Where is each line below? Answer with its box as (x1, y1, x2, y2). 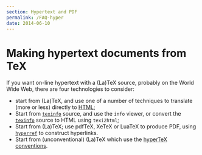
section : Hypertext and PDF (6, 8, 78, 15)
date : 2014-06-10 (6, 20, 50, 26)
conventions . (15, 142, 48, 150)
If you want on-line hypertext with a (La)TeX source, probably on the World (6, 79, 195, 87)
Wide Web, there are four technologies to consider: (6, 85, 135, 93)
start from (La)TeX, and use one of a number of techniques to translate (15, 97, 193, 105)
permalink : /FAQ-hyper (6, 15, 64, 21)
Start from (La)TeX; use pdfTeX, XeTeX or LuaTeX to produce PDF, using (15, 123, 197, 130)
